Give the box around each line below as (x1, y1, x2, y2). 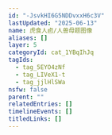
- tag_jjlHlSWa (15, 78, 66, 86)
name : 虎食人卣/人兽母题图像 (8, 26, 93, 34)
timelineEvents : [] (8, 108, 73, 116)
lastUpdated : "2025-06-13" (8, 19, 98, 27)
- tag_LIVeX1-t (15, 71, 66, 79)
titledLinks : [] (8, 115, 62, 123)
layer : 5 (8, 41, 37, 49)
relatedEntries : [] (8, 100, 73, 108)
